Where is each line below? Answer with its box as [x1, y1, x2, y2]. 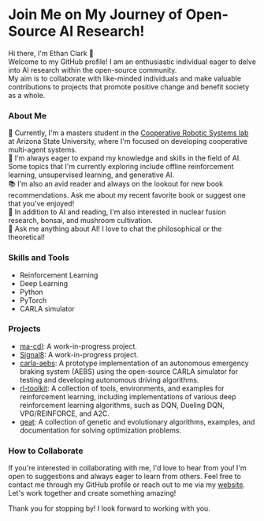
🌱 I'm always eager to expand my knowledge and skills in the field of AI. [8, 153, 242, 163]
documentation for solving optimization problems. [19, 425, 182, 435]
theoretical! [8, 232, 45, 242]
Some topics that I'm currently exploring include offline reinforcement [8, 162, 234, 172]
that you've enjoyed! [8, 199, 75, 209]
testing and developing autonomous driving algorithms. [19, 375, 199, 384]
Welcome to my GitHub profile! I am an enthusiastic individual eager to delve [8, 57, 256, 66]
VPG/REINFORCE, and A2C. [19, 409, 110, 418]
